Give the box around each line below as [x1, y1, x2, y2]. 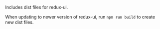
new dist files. [5, 19, 34, 25]
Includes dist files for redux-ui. [5, 4, 68, 10]
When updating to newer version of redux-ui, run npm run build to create [5, 14, 156, 19]
